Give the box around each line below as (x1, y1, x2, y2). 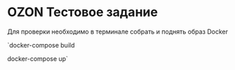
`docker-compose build (7, 41, 75, 49)
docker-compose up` (7, 54, 69, 63)
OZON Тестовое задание (7, 4, 158, 20)
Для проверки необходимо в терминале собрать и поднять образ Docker (7, 27, 228, 36)
